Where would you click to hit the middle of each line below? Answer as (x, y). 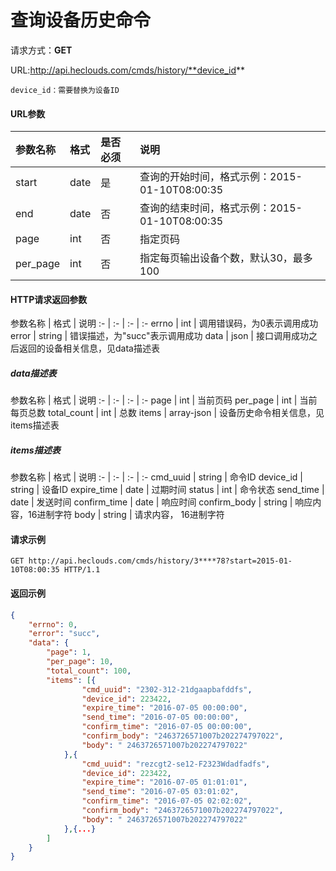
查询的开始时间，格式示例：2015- (221, 177)
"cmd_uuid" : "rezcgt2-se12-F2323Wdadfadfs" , (176, 764)
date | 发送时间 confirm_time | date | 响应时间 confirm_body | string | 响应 (161, 502)
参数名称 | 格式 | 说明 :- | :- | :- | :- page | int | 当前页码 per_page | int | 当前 (164, 400)
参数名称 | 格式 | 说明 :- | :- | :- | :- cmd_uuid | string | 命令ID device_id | (156, 477)
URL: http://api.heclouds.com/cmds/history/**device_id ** (128, 70)
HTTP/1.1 (82, 570)
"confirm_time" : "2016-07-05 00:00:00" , (167, 727)
